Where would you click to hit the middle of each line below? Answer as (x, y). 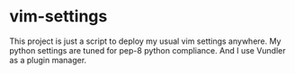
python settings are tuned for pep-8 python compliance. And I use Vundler (147, 50)
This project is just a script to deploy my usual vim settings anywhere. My (145, 41)
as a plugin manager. (48, 60)
